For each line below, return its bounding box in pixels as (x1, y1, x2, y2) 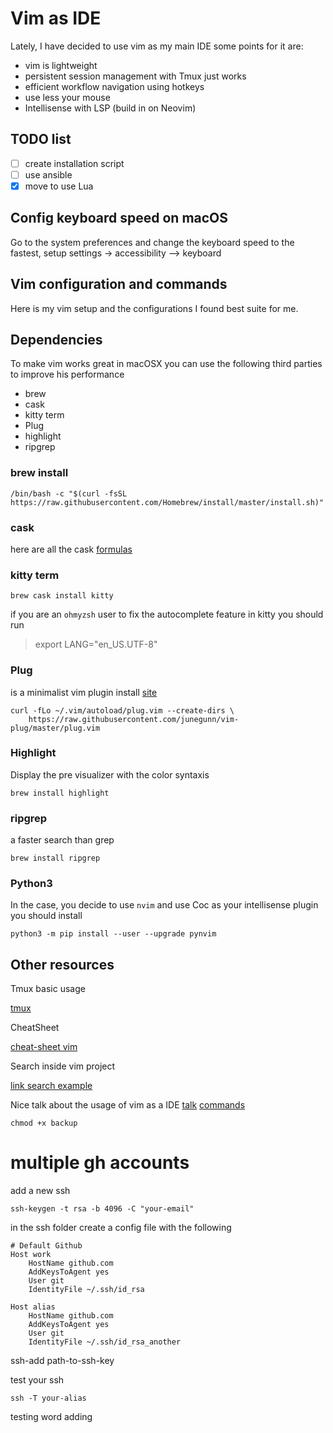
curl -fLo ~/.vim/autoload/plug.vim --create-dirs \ (10, 705, 235, 716)
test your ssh (10, 1374, 65, 1386)
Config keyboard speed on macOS (10, 210, 229, 227)
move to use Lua (24, 180, 94, 192)
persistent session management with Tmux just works (24, 70, 247, 82)
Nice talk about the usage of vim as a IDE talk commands (10, 1099, 246, 1111)
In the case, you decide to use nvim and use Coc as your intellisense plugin (10, 899, 319, 911)
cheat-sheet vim (10, 1041, 78, 1053)
